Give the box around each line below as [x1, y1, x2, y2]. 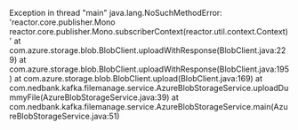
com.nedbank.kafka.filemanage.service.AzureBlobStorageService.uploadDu [9, 83, 289, 93]
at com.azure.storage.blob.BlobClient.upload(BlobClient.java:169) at [14, 73, 263, 83]
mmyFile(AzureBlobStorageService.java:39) [9, 92, 170, 103]
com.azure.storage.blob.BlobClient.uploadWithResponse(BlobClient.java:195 [9, 64, 289, 74]
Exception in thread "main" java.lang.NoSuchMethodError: [9, 8, 222, 18]
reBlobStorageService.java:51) [9, 111, 120, 121]
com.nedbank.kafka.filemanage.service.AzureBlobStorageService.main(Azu [9, 102, 288, 111]
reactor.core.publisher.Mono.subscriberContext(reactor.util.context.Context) [9, 27, 289, 36]
